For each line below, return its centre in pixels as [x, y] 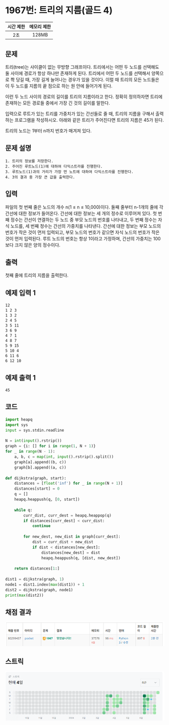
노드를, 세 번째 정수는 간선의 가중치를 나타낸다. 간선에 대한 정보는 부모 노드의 [86, 226]
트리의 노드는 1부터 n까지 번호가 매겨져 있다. [48, 131]
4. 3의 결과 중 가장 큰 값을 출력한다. [40, 177]
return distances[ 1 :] [37, 568]
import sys [17, 425]
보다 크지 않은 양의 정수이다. [33, 245]
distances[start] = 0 [37, 489]
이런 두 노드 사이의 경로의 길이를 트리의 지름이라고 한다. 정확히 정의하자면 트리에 [84, 97]
